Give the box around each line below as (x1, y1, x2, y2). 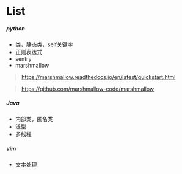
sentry (15, 55, 32, 63)
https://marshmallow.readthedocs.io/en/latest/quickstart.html (21, 74, 176, 81)
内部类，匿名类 (15, 116, 53, 123)
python (6, 24, 26, 32)
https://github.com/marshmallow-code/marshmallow (21, 85, 155, 92)
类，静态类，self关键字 (15, 41, 73, 48)
